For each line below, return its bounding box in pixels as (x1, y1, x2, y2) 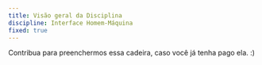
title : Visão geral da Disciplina (8, 11, 123, 20)
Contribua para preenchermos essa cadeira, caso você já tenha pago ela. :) (8, 48, 256, 58)
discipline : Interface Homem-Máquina (8, 19, 133, 27)
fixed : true (8, 26, 48, 34)
